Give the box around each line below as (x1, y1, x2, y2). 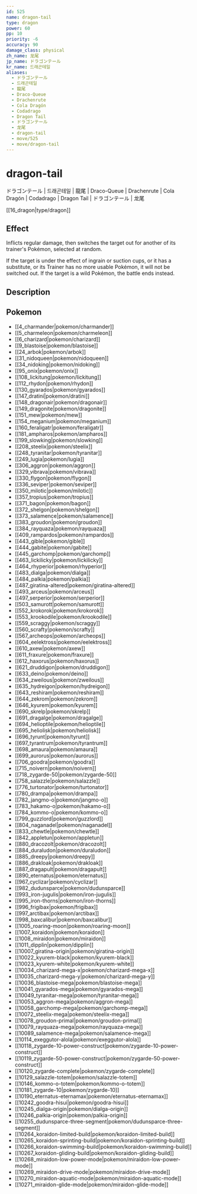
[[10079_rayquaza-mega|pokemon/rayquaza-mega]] (14, 1023, 143, 1030)
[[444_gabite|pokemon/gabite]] (14, 544, 92, 551)
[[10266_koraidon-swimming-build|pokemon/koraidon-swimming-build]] (14, 1143, 192, 1150)
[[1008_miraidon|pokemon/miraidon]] (14, 935, 106, 942)
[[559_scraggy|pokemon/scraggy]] (14, 619, 101, 626)
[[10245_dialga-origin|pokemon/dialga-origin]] (14, 1105, 128, 1112)
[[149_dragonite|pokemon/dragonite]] (14, 405, 106, 412)
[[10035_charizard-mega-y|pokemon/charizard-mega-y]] (14, 973, 155, 980)
